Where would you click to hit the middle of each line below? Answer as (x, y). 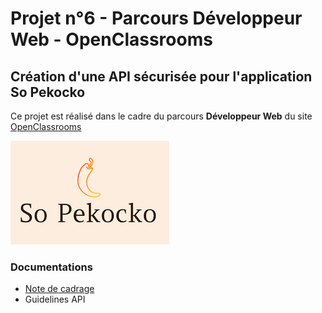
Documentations (51, 267)
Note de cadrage (59, 289)
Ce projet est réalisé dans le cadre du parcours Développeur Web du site (161, 116)
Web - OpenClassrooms (111, 39)
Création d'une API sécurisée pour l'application (161, 76)
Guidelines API (55, 299)
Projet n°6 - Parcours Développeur (156, 18)
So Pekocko (48, 92)
